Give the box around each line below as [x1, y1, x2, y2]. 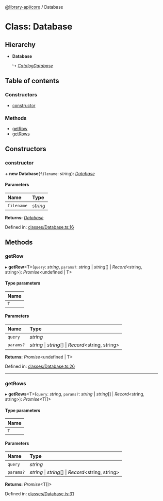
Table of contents [5, 77, 59, 85]
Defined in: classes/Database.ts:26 [5, 363, 75, 369]
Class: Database [5, 21, 73, 32]
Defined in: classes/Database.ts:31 [5, 491, 74, 497]
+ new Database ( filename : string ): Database [5, 170, 95, 177]
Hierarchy [5, 40, 36, 49]
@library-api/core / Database [5, 4, 64, 10]
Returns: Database [5, 215, 44, 220]
